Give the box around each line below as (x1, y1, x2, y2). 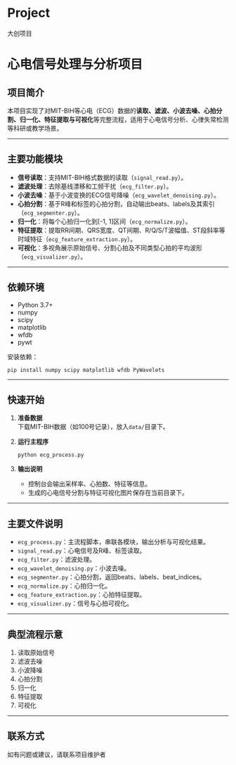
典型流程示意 (7, 628, 63, 641)
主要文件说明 (7, 517, 63, 529)
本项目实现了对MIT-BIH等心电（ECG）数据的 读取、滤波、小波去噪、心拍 (7, 106, 216, 115)
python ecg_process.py (17, 451, 84, 458)
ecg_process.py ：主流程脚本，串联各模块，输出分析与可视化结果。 (17, 538, 210, 546)
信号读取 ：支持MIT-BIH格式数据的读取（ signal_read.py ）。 (17, 173, 188, 181)
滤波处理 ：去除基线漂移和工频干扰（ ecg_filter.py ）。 (17, 181, 173, 191)
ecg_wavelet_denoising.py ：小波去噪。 (17, 564, 131, 572)
